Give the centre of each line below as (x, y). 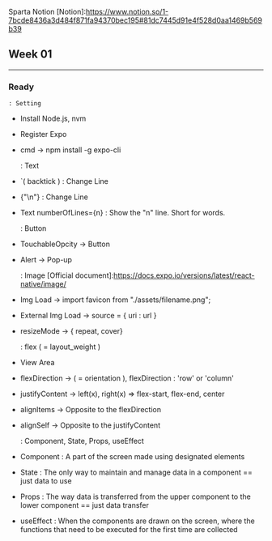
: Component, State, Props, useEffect (82, 441)
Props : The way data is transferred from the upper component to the (135, 496)
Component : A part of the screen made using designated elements (132, 457)
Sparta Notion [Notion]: (47, 12)
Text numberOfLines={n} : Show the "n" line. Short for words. (123, 213)
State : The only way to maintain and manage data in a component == (136, 472)
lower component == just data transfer (85, 505)
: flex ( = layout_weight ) (60, 347)
